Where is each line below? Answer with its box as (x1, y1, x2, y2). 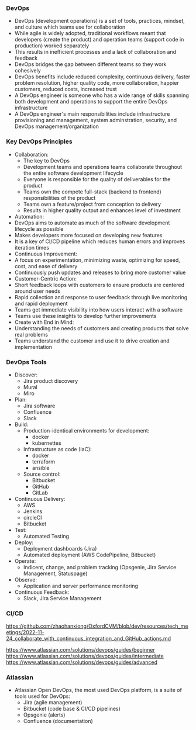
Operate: (14, 557, 36, 565)
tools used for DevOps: (14, 693, 71, 700)
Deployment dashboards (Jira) (23, 545, 97, 552)
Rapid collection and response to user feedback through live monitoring (14, 293, 188, 300)
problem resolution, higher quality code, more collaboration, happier (14, 79, 180, 87)
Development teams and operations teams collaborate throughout (23, 163, 183, 170)
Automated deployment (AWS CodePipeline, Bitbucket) (23, 551, 156, 558)
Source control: (23, 470, 61, 478)
